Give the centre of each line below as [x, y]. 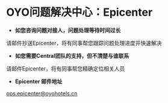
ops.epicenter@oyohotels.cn [42, 93]
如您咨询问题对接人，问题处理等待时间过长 [68, 30]
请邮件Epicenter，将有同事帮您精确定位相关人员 [66, 68]
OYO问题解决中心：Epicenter [79, 12]
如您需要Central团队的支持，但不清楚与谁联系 [72, 55]
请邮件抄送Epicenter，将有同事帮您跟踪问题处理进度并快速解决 [84, 43]
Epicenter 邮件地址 [39, 81]
